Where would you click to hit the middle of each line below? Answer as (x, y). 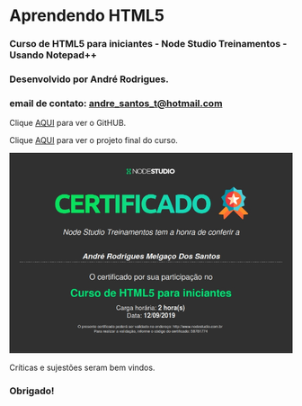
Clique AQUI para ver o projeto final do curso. (93, 140)
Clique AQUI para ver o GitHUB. (68, 123)
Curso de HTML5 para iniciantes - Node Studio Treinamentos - (148, 44)
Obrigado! (32, 391)
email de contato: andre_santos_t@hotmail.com (116, 103)
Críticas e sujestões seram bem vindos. (82, 368)
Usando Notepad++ (53, 55)
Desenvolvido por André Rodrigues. (89, 79)
